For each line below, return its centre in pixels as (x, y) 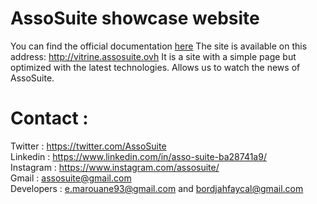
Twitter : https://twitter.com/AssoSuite (88, 146)
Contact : (49, 118)
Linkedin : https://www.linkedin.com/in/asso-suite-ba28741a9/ (138, 156)
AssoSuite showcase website (135, 18)
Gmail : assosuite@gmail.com (71, 178)
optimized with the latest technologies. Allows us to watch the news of (155, 67)
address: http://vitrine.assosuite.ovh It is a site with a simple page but (153, 56)
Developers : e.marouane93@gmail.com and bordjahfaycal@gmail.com (157, 188)
